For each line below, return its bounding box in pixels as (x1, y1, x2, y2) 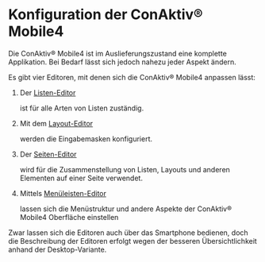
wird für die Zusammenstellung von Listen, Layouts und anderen (19, 164, 230, 174)
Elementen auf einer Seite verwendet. (19, 173, 143, 183)
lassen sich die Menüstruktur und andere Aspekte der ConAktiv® (19, 204, 232, 214)
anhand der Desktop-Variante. (8, 245, 107, 254)
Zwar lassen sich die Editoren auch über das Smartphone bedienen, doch (8, 228, 248, 237)
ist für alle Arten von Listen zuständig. (19, 103, 144, 113)
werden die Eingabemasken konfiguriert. (19, 133, 153, 144)
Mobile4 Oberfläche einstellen (19, 212, 119, 222)
